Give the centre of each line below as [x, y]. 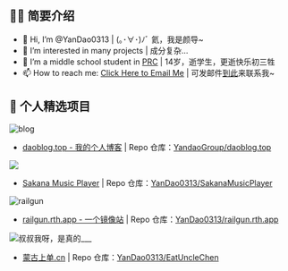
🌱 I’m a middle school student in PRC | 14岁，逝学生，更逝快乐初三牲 [148, 62]
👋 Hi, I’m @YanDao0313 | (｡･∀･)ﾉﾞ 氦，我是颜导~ [113, 39]
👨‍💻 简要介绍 [42, 16]
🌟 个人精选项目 [50, 107]
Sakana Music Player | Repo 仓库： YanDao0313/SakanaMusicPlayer [147, 182]
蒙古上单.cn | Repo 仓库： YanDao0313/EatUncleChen [120, 257]
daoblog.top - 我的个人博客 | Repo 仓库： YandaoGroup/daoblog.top [147, 147]
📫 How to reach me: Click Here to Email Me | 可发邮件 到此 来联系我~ [148, 72]
